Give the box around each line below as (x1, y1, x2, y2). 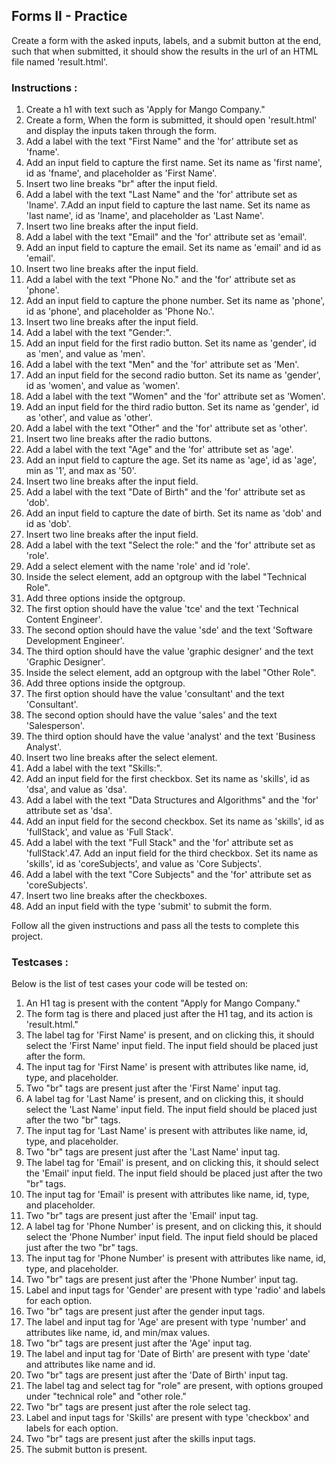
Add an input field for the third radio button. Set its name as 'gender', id (25, 401, 319, 413)
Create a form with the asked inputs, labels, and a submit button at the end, (11, 34, 322, 46)
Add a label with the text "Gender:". (25, 327, 172, 339)
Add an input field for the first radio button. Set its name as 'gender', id (25, 337, 317, 349)
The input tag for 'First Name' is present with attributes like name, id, (25, 1061, 309, 1073)
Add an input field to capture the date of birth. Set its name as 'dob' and (25, 507, 323, 519)
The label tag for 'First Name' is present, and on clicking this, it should (25, 1029, 315, 1041)
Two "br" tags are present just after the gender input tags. (25, 1305, 266, 1318)
